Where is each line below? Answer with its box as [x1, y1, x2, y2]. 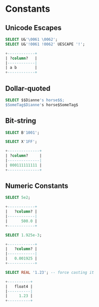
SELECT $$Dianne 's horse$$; [5, 98, 65, 103]
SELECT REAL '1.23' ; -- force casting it [5, 270, 94, 275]
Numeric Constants [5, 182, 69, 191]
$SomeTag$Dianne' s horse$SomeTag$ [5, 102, 79, 107]
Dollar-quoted [5, 84, 51, 92]
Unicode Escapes [5, 23, 62, 32]
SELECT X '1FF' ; [5, 139, 38, 145]
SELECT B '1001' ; [5, 130, 40, 135]
